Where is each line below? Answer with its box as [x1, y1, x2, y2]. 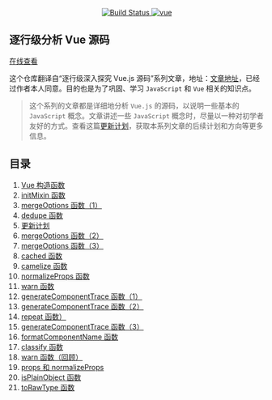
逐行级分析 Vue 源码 [9, 33, 110, 47]
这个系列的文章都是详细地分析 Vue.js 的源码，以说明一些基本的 [28, 100, 240, 110]
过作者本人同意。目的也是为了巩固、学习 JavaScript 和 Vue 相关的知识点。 [9, 83, 256, 93]
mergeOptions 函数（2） [20, 231, 104, 240]
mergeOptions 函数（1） [20, 200, 102, 210]
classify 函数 [20, 342, 64, 351]
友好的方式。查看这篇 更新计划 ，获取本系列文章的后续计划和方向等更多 [28, 121, 264, 130]
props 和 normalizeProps [20, 362, 104, 372]
